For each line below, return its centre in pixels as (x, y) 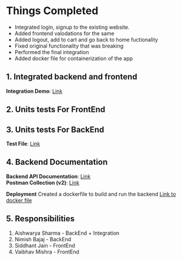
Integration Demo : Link (34, 91)
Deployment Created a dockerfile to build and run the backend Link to (91, 194)
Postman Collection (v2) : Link (43, 182)
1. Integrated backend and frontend (72, 77)
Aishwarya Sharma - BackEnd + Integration (67, 233)
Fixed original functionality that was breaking (69, 46)
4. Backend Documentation (57, 162)
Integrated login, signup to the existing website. (72, 27)
